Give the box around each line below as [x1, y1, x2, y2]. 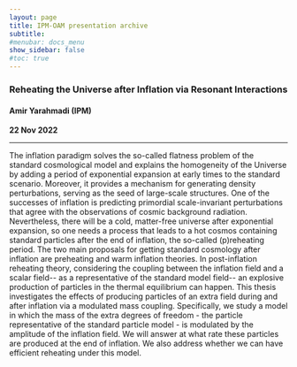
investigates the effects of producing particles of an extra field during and [9, 291, 278, 302]
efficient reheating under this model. [9, 348, 141, 358]
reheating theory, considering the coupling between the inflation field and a [9, 263, 285, 274]
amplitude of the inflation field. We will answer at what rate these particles [9, 329, 279, 340]
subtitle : [9, 29, 46, 38]
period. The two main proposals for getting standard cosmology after [9, 244, 261, 255]
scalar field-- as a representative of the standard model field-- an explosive [9, 272, 285, 283]
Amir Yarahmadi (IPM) [9, 105, 92, 116]
